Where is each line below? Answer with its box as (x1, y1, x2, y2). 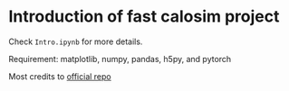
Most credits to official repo (8, 70, 112, 82)
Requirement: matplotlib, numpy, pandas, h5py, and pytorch (8, 53, 232, 64)
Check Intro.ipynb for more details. (8, 36, 143, 47)
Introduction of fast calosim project (8, 6, 280, 27)
